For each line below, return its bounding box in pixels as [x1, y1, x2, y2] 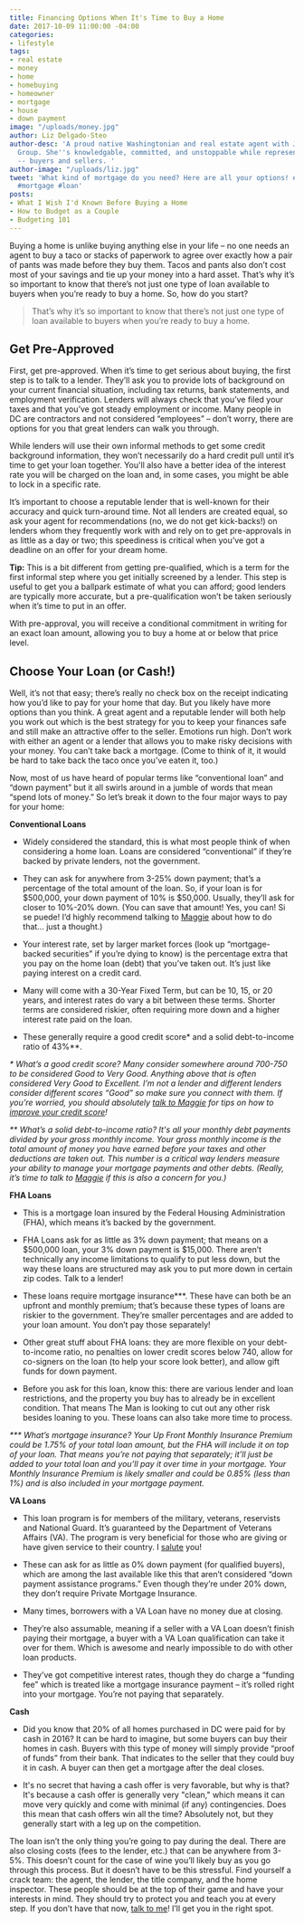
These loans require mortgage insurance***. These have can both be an [22, 1290, 291, 1301]
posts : [9, 190, 34, 199]
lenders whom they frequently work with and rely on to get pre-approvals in [9, 526, 292, 537]
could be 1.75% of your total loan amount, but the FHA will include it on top [9, 1440, 290, 1451]
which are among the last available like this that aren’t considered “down [22, 1569, 293, 1580]
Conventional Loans [9, 819, 87, 830]
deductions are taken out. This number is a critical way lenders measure [9, 1153, 280, 1164]
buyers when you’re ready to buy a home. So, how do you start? [9, 288, 249, 299]
